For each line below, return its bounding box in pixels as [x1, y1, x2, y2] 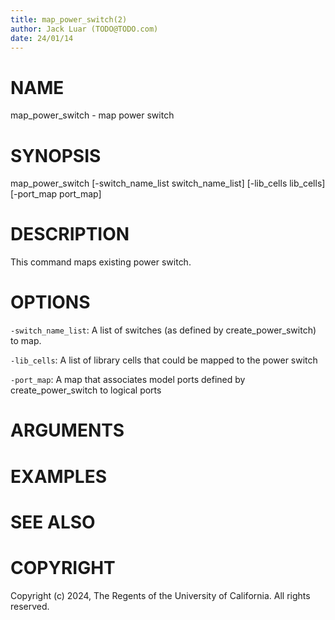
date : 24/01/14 [10, 33, 74, 43]
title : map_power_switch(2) [10, 14, 128, 25]
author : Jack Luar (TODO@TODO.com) [10, 24, 159, 34]
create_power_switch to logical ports [10, 384, 162, 396]
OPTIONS [10, 291, 91, 314]
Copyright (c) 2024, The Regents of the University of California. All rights [10, 589, 311, 601]
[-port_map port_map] [10, 188, 102, 200]
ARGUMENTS [10, 419, 125, 442]
